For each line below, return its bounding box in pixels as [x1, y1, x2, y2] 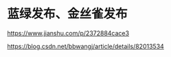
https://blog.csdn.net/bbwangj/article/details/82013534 [7, 42, 165, 50]
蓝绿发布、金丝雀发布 [7, 6, 128, 22]
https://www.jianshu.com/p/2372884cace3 [7, 28, 129, 37]
